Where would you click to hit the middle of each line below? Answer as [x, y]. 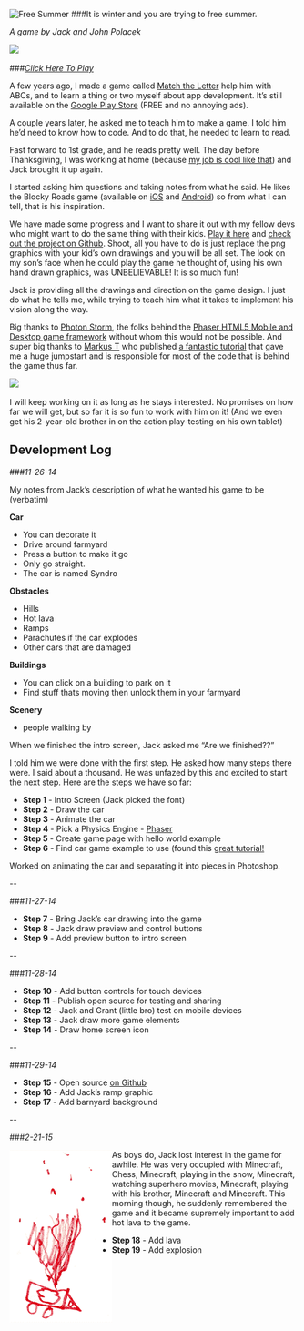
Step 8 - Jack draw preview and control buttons [112, 928]
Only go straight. [54, 564]
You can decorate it [59, 534]
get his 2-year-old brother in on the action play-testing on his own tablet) [147, 422]
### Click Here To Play [51, 68]
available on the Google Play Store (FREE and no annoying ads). [129, 105]
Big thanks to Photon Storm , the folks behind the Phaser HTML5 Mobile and [152, 327]
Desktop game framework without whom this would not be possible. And [146, 336]
